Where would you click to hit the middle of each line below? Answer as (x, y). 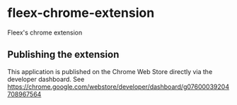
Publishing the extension (63, 55)
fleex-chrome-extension (81, 13)
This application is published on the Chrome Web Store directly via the (110, 71)
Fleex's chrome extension (45, 32)
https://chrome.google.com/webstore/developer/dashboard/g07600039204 (118, 87)
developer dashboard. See (46, 79)
